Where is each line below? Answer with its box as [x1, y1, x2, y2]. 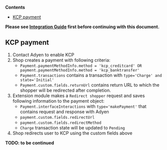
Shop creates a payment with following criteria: [12, 57, 111, 63]
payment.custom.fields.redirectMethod [20, 120, 102, 125]
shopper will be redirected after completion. [20, 87, 111, 93]
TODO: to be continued [5, 139, 54, 145]
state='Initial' [20, 78, 54, 83]
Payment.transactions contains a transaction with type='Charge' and [20, 72, 162, 78]
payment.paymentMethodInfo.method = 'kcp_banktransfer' [20, 67, 140, 72]
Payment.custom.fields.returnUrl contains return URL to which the [20, 82, 159, 88]
